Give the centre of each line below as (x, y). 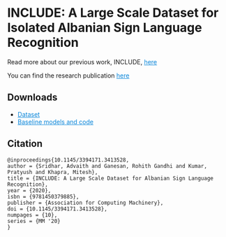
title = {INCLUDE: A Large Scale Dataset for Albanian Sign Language (111, 178)
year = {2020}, (29, 190)
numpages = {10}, (32, 215)
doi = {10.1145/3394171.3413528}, (58, 209)
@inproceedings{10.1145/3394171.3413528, (68, 160)
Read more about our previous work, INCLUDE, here (82, 62)
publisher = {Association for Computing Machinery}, (85, 203)
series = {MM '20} (34, 221)
